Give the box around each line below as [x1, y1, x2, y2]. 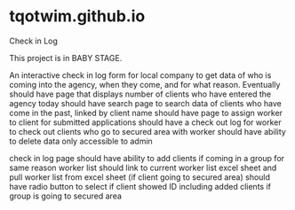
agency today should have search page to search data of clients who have [9, 97, 282, 108]
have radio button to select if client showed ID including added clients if [9, 181, 271, 191]
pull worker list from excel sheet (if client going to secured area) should [9, 171, 271, 183]
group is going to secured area [9, 191, 123, 201]
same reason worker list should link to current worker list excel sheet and [9, 162, 277, 173]
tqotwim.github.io [9, 6, 146, 27]
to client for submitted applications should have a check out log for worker [9, 117, 282, 128]
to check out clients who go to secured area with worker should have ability [9, 126, 286, 136]
